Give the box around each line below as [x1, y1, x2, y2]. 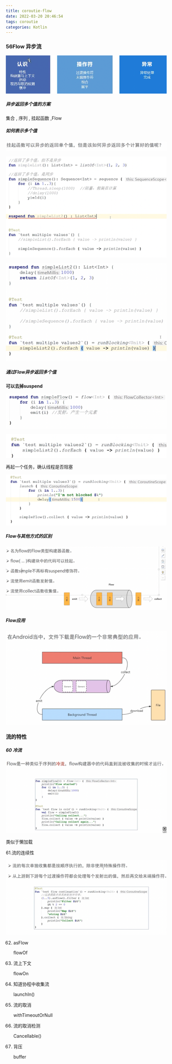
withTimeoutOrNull [13, 1012, 53, 1018]
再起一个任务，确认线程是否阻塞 [6, 464, 73, 470]
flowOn [13, 970, 29, 976]
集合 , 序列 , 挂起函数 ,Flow [6, 115, 62, 121]
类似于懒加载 [6, 838, 33, 845]
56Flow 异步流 [6, 43, 42, 50]
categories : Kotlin [6, 25, 47, 30]
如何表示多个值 [6, 128, 37, 134]
